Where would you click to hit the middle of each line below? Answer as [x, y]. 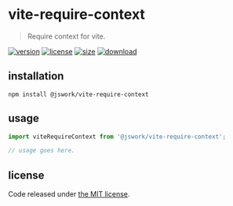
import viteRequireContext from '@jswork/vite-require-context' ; [117, 136]
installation [36, 76]
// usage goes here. [42, 151]
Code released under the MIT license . [69, 194]
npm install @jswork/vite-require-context [78, 94]
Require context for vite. [66, 36]
